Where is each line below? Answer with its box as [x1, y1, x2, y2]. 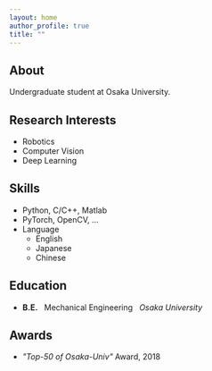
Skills [9, 181, 40, 197]
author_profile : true [9, 21, 90, 30]
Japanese [35, 242, 73, 253]
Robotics [21, 136, 55, 147]
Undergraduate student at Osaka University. [9, 87, 171, 97]
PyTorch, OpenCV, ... [21, 214, 100, 224]
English [35, 233, 63, 244]
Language [21, 223, 60, 234]
